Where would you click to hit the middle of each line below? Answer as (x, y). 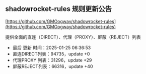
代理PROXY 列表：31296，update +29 (52, 60)
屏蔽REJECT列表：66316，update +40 (53, 66)
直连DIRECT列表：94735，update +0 (51, 53)
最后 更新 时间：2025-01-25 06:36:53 (52, 47)
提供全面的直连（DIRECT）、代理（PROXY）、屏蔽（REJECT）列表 (73, 37)
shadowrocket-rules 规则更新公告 (58, 9)
